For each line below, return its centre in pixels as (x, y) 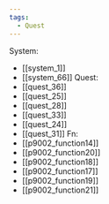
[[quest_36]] (44, 87)
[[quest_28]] (44, 105)
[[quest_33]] (44, 115)
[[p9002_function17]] (60, 171)
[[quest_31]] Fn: (50, 133)
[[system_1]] (44, 68)
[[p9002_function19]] (60, 180)
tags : (19, 17)
